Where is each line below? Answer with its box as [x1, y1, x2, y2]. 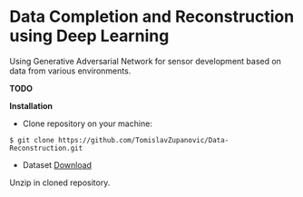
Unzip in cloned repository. [9, 177, 111, 188]
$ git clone [9, 135, 54, 144]
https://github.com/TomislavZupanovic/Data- [57, 135, 230, 144]
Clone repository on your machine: [22, 118, 152, 129]
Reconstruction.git [9, 143, 83, 153]
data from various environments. [9, 65, 132, 76]
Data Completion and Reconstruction [9, 6, 295, 27]
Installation [9, 100, 53, 111]
